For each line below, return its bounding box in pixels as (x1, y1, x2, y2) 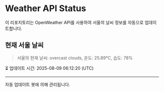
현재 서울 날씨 (5, 41, 44, 49)
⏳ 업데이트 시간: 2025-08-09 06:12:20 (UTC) (5, 65, 94, 71)
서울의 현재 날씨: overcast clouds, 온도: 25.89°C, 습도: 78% (17, 55, 133, 61)
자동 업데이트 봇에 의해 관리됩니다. (5, 81, 70, 87)
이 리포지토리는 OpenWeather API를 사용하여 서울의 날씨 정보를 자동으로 (5, 19, 144, 25)
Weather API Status (5, 3, 86, 14)
